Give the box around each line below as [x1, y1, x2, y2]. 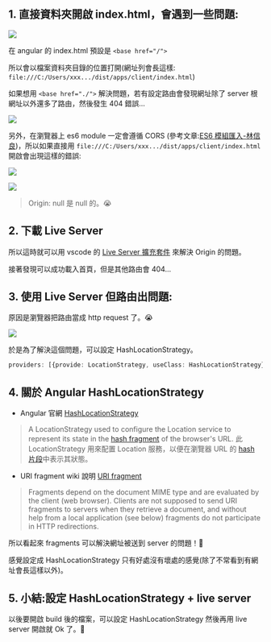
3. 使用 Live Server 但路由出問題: [8, 290, 173, 304]
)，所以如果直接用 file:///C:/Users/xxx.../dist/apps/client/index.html [15, 140, 261, 151]
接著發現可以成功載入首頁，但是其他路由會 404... [8, 264, 172, 274]
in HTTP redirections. [27, 522, 99, 532]
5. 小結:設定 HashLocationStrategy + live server [8, 591, 252, 605]
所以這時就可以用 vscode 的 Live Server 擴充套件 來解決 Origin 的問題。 [8, 246, 246, 256]
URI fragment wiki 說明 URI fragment [19, 471, 143, 481]
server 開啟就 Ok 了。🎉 [8, 623, 85, 634]
